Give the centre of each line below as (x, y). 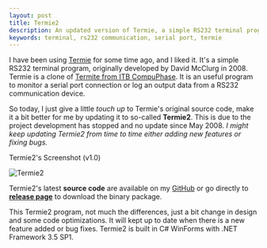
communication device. (47, 94)
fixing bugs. (29, 142)
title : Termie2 (34, 23)
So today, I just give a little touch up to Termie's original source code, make (132, 109)
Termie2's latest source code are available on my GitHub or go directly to (129, 188)
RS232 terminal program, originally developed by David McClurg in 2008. (128, 69)
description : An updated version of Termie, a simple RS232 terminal (126, 30)
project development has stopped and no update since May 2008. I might (129, 126)
